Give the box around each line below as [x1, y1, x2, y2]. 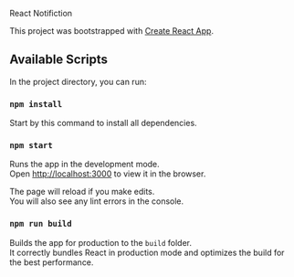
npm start [9, 141, 53, 151]
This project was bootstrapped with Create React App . [9, 26, 215, 36]
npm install [9, 99, 63, 109]
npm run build [9, 218, 72, 229]
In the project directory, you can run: [9, 76, 147, 87]
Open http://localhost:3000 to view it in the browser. [9, 168, 206, 179]
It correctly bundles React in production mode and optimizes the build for [9, 247, 285, 258]
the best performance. [9, 256, 94, 268]
